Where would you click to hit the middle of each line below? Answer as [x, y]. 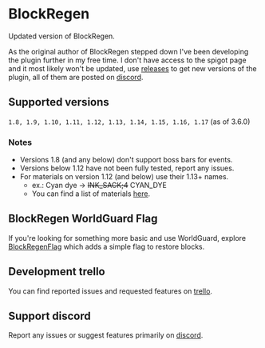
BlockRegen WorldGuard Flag [83, 219]
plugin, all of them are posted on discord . [76, 77]
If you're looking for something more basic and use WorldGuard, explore [127, 238]
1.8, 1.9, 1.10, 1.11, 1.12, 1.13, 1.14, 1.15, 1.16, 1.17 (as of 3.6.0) [129, 122]
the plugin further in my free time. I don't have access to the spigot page [127, 60]
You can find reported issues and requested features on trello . [111, 291]
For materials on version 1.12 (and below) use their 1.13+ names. [124, 177]
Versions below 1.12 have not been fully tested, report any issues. [127, 168]
